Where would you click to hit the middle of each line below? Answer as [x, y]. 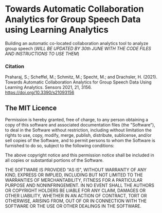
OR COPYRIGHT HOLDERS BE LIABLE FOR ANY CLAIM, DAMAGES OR [75, 191]
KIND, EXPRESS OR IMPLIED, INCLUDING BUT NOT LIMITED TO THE [74, 175]
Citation [15, 66]
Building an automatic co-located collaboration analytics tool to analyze [77, 43]
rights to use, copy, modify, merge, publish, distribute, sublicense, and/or [78, 135]
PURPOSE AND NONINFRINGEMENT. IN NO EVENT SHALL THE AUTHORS [80, 185]
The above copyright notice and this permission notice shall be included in [80, 155]
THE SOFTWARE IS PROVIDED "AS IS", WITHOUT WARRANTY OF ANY [76, 170]
